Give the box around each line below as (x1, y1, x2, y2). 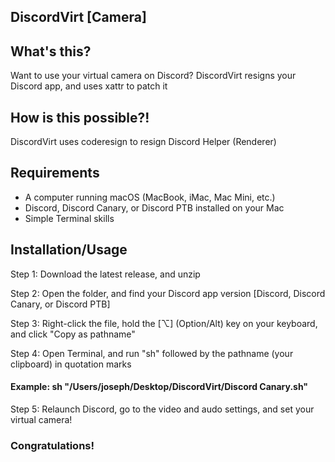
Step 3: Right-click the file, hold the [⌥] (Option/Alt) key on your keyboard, (10, 317, 318, 329)
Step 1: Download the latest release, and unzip (10, 268, 201, 280)
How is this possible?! (10, 109, 150, 126)
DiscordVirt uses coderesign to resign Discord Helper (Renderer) (10, 136, 277, 148)
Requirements (10, 165, 100, 182)
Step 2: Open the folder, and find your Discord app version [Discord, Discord (10, 287, 326, 299)
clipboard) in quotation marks (10, 358, 132, 370)
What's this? (10, 43, 92, 60)
